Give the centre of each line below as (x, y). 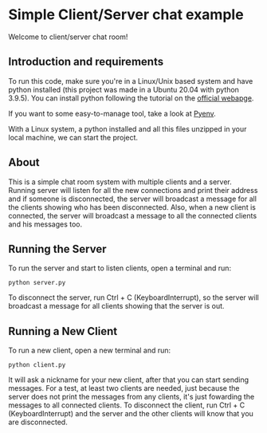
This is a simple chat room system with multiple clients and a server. (120, 182)
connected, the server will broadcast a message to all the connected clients (133, 215)
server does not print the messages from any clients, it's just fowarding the (132, 397)
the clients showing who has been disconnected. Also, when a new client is (132, 207)
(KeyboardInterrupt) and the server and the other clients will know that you (131, 414)
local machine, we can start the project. (73, 137)
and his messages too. (45, 224)
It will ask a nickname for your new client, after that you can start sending (129, 380)
